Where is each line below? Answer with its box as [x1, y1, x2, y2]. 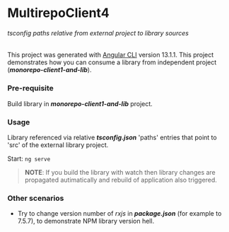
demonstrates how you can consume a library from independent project [7, 58, 217, 66]
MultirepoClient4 [7, 5, 110, 21]
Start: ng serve [7, 154, 51, 163]
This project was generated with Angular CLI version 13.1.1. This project [7, 51, 214, 59]
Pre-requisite [7, 83, 54, 93]
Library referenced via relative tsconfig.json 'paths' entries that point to [7, 133, 217, 141]
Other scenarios [7, 193, 64, 203]
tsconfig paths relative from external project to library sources [7, 28, 189, 37]
